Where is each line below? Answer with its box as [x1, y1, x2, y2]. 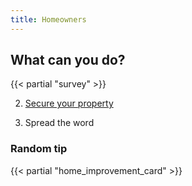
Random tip [10, 142, 68, 156]
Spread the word [24, 117, 95, 129]
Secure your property [24, 97, 114, 110]
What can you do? [10, 52, 126, 69]
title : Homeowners [10, 14, 87, 25]
